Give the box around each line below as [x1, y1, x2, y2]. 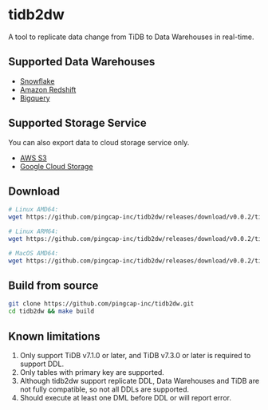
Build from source [8, 279, 99, 293]
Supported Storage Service [8, 116, 147, 130]
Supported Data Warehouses [8, 55, 156, 69]
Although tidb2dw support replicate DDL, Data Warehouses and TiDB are [19, 376, 260, 385]
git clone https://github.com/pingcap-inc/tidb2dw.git [8, 300, 195, 308]
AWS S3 [19, 153, 48, 163]
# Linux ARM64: [8, 227, 59, 236]
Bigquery [19, 93, 50, 103]
